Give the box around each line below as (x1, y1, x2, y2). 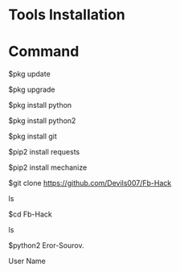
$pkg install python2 (8, 116, 76, 126)
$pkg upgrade (8, 84, 55, 94)
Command (8, 43, 80, 61)
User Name (8, 256, 47, 266)
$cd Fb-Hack (8, 209, 52, 219)
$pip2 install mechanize (8, 163, 88, 172)
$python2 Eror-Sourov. (8, 241, 84, 250)
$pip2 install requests (8, 147, 80, 157)
